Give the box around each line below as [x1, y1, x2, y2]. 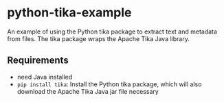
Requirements [7, 55, 69, 66]
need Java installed [16, 73, 73, 81]
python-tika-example [7, 5, 132, 21]
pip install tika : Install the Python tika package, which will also [16, 80, 202, 88]
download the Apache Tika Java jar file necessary [16, 87, 159, 95]
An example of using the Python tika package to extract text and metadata [7, 27, 218, 36]
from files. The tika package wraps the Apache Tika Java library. [7, 34, 190, 42]
